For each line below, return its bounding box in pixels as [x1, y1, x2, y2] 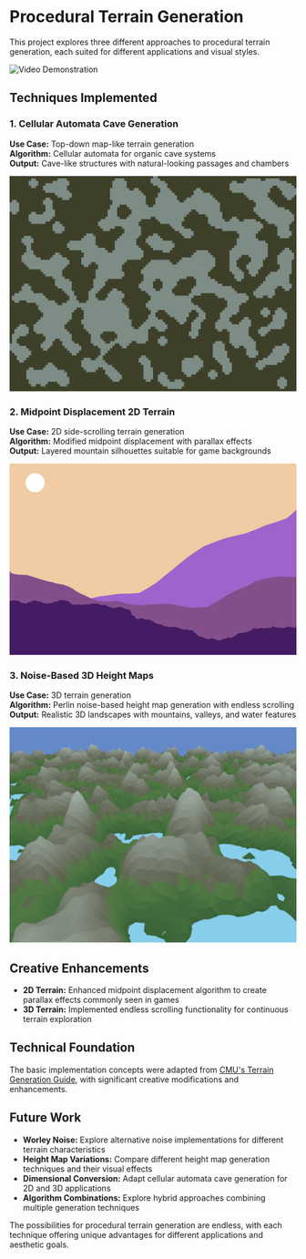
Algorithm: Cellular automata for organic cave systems [9, 148, 217, 159]
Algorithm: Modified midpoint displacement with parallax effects [9, 435, 252, 446]
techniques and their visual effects [22, 1163, 153, 1174]
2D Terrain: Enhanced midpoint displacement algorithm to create [22, 985, 267, 996]
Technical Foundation [9, 1040, 136, 1056]
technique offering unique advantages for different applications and [9, 1229, 264, 1240]
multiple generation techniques [22, 1202, 139, 1213]
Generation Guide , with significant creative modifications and [9, 1073, 240, 1085]
